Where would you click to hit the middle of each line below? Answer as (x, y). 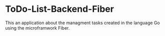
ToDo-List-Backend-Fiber (59, 9)
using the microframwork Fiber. (37, 28)
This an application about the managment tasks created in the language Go (82, 23)
